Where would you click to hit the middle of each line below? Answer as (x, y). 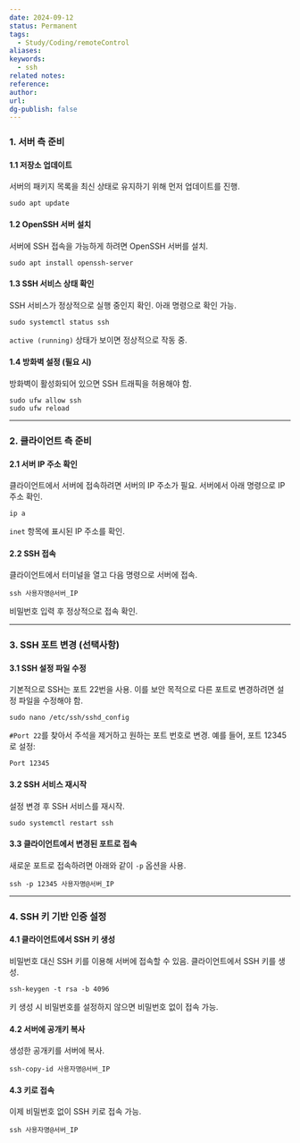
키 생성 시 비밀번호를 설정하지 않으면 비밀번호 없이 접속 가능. (114, 1006)
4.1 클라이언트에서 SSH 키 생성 (62, 939)
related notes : (37, 76)
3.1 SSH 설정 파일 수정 (48, 668)
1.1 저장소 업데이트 (41, 165)
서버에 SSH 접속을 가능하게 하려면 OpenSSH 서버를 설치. (108, 246)
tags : (19, 34)
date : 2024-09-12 (42, 17)
